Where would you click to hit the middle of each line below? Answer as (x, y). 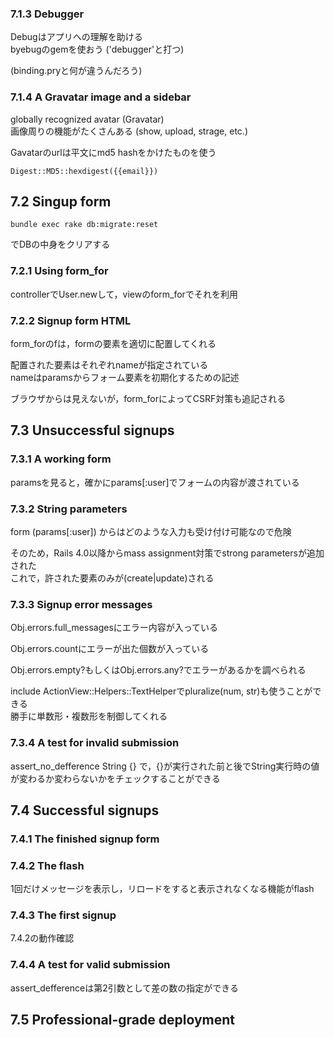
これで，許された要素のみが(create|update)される (112, 578)
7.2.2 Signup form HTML (71, 320)
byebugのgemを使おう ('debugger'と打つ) (97, 49)
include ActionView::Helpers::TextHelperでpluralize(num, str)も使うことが (161, 691)
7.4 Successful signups (85, 810)
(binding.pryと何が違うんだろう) (76, 71)
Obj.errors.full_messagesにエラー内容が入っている (114, 628)
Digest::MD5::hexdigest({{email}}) (84, 171)
